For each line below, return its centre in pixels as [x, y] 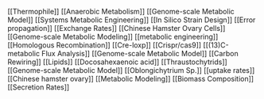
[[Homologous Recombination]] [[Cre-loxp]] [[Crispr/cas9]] [105, 45]
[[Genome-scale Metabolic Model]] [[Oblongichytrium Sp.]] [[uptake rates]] [131, 70]
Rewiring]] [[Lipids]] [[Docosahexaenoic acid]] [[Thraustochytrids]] [117, 62]
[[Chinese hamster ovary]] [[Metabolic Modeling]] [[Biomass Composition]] [131, 79]
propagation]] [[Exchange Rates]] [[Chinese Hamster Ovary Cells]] [116, 28]
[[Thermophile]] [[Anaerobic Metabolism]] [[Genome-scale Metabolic [121, 11]
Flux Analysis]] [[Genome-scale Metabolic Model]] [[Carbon [140, 53]
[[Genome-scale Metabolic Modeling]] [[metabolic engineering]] [113, 36]
